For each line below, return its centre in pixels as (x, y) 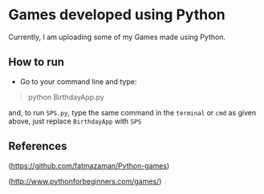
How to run (37, 62)
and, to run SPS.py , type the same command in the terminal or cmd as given (132, 112)
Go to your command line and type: (78, 81)
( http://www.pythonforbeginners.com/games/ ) (85, 181)
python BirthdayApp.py (66, 97)
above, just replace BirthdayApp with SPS (75, 121)
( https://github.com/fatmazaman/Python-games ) (89, 165)
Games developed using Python (117, 15)
